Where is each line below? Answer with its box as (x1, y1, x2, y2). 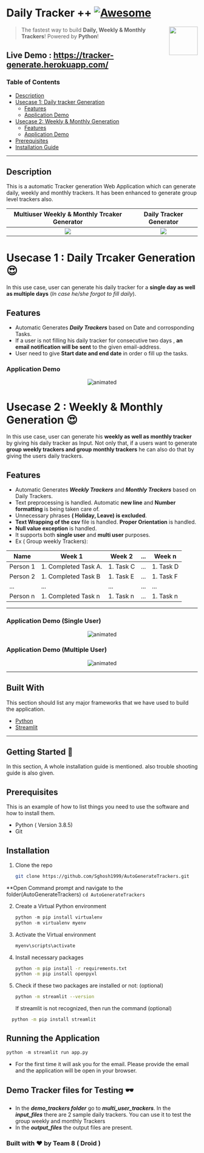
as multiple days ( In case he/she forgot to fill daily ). (6, 290, 137, 298)
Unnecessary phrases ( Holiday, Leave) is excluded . (15, 512, 148, 519)
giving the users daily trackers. (6, 453, 84, 460)
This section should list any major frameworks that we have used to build (6, 699, 189, 706)
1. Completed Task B (41, 572, 101, 581)
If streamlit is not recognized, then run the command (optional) (15, 1005, 172, 1012)
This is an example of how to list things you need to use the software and (6, 803, 189, 810)
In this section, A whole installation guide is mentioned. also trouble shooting (6, 763, 198, 770)
